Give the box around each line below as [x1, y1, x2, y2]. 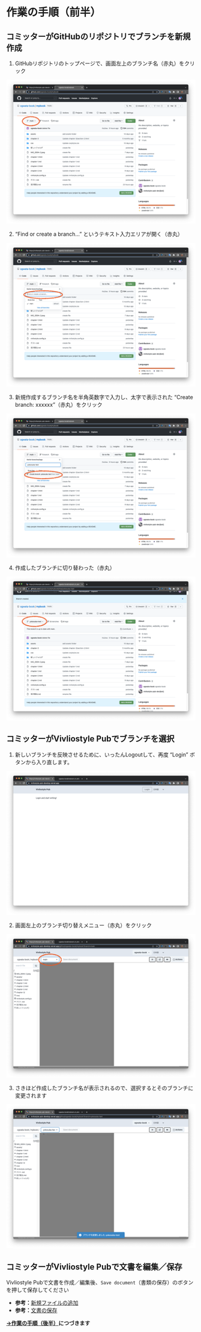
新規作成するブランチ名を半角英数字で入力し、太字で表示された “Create [14, 393, 193, 401]
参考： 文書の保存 [14, 1307, 58, 1314]
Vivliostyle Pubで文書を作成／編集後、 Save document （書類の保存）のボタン [6, 1279, 194, 1286]
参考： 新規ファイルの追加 [14, 1299, 79, 1307]
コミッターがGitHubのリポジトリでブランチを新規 [6, 31, 191, 42]
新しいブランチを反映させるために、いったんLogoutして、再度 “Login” [14, 751, 188, 758]
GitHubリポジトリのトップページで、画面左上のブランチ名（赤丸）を [14, 60, 185, 67]
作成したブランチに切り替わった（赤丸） [14, 564, 115, 571]
